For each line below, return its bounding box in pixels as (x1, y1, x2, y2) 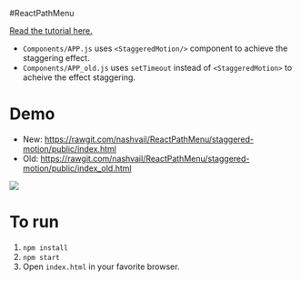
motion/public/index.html (22, 143, 116, 154)
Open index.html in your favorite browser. (22, 261, 180, 272)
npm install (22, 243, 68, 253)
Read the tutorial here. (9, 25, 93, 35)
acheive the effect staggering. (22, 72, 136, 83)
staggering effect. (22, 53, 90, 63)
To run (9, 212, 59, 233)
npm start (22, 253, 61, 262)
